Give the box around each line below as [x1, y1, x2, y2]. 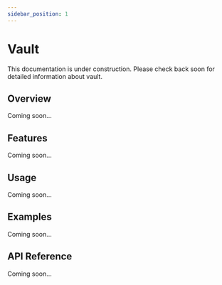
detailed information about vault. [7, 72, 103, 80]
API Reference [7, 250, 73, 263]
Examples [7, 211, 52, 223]
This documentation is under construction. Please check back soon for [7, 65, 216, 73]
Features [7, 132, 48, 144]
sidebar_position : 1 [7, 10, 69, 18]
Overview [7, 92, 52, 104]
